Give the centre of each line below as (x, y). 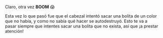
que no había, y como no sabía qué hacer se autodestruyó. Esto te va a (76, 21)
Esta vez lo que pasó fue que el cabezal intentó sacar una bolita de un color (81, 16)
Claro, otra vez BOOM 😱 (30, 7)
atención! (14, 31)
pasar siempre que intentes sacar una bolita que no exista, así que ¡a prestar (81, 26)
